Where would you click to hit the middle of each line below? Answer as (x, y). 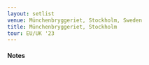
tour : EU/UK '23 (31, 33)
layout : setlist (31, 14)
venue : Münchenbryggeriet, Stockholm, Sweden (74, 20)
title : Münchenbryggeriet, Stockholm (62, 27)
